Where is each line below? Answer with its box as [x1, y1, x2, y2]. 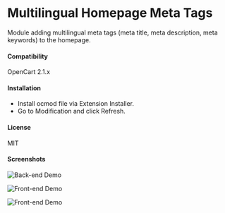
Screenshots [7, 155, 46, 164]
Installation [7, 83, 41, 92]
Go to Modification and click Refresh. [17, 107, 126, 116]
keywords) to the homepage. [7, 35, 91, 44]
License [7, 123, 32, 131]
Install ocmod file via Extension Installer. [17, 99, 135, 108]
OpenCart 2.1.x [7, 68, 51, 76]
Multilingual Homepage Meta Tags [7, 5, 213, 21]
